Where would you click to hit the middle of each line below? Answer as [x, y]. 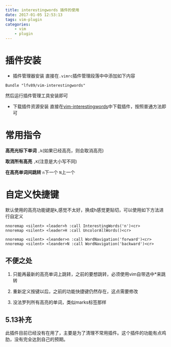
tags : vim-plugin [24, 19]
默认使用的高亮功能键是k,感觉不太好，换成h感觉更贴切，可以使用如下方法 [82, 210]
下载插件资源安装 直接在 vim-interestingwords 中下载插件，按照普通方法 [87, 106]
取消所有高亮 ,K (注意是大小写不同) [41, 161]
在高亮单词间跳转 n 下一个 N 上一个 [40, 172]
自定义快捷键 [32, 195]
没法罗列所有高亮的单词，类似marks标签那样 [59, 302]
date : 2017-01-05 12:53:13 [34, 15]
